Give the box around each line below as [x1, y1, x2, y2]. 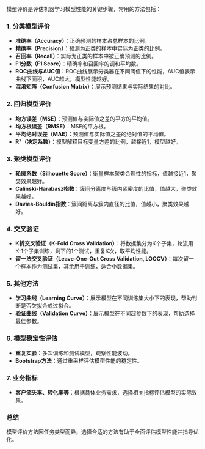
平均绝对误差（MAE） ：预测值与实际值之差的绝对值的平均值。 [15, 130, 170, 138]
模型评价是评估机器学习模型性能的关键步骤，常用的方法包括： [6, 6, 162, 12]
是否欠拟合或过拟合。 [20, 302, 74, 310]
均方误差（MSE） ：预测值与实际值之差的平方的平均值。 [15, 115, 153, 122]
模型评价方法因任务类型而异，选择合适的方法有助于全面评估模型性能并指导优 [6, 428, 199, 436]
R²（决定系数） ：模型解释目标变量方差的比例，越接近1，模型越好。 [15, 138, 182, 145]
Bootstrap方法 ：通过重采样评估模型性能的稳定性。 [15, 357, 143, 364]
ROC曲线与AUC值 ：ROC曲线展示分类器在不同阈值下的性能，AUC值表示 [15, 68, 195, 75]
